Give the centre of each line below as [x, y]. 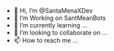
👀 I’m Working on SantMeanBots [59, 18]
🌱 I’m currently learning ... [50, 25]
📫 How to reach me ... [46, 40]
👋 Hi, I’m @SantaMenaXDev [53, 11]
